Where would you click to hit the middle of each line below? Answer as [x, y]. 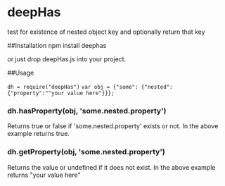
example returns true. [39, 134]
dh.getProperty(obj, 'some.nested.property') [86, 152]
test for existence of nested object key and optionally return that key [106, 32]
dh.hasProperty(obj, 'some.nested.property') [87, 111]
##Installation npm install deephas [57, 45]
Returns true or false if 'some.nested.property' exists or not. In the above [113, 126]
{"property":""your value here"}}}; [61, 93]
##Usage [21, 73]
